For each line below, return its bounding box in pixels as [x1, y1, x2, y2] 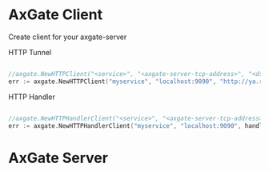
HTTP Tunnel [8, 47, 52, 57]
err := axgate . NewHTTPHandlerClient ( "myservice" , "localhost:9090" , [8, 121, 242, 129]
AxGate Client [8, 6, 102, 24]
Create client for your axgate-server [8, 32, 127, 42]
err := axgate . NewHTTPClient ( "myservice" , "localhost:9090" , [8, 78, 217, 85]
